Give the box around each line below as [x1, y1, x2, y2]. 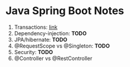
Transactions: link [14, 24, 58, 31]
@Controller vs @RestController [14, 55, 93, 62]
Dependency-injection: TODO [14, 29, 87, 36]
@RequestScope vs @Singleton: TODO [14, 42, 110, 49]
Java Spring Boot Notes [5, 4, 125, 18]
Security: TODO [14, 48, 53, 55]
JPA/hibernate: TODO [14, 36, 68, 43]
